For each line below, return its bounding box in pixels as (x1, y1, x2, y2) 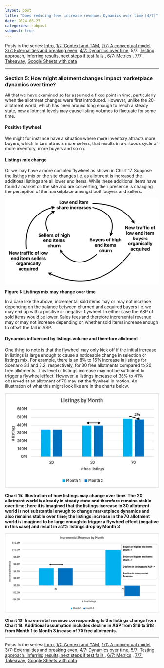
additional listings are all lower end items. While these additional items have (5, 178, 157, 184)
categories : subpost (5, 24, 47, 28)
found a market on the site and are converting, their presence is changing (5, 183, 153, 189)
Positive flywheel (5, 124, 41, 130)
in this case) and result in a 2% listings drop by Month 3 (5, 524, 120, 530)
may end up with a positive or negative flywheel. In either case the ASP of (5, 309, 154, 315)
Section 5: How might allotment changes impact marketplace (5, 75, 153, 82)
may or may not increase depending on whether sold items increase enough (5, 319, 159, 325)
